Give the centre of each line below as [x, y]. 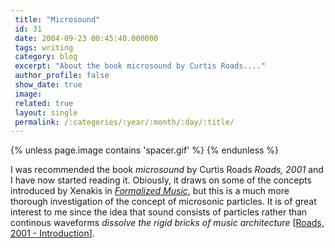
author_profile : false [62, 76]
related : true [44, 103]
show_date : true [48, 85]
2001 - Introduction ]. [52, 233]
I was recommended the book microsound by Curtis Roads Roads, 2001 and [167, 170]
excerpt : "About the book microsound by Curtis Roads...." [140, 66]
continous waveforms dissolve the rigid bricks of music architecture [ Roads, [167, 223]
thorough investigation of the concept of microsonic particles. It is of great [163, 202]
